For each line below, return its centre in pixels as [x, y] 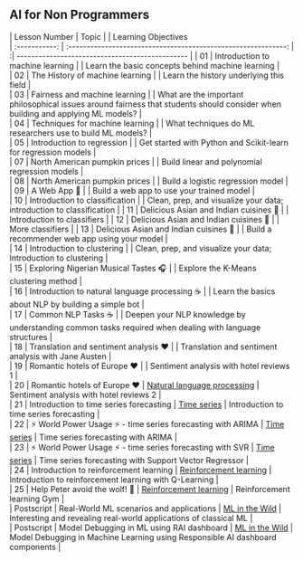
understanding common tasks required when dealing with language [135, 327]
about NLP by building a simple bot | [77, 304]
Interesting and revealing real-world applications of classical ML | [131, 518]
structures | [31, 337]
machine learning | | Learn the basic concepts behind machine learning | [145, 65]
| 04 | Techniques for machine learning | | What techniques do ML [132, 123]
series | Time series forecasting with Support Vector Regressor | [129, 460]
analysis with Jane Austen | [61, 356]
